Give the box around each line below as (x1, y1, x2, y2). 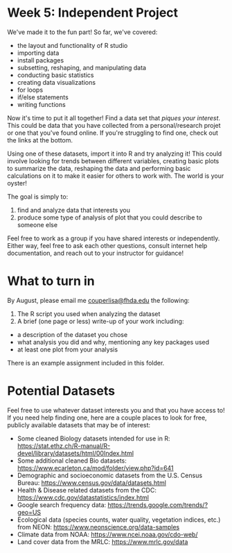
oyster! (7, 179, 28, 187)
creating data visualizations (17, 78, 96, 86)
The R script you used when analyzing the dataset (17, 309, 161, 317)
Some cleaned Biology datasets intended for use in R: (17, 434, 170, 443)
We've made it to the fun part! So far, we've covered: (7, 28, 158, 36)
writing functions (17, 100, 66, 108)
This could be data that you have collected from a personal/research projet (7, 121, 221, 129)
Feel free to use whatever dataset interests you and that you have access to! (7, 406, 225, 414)
